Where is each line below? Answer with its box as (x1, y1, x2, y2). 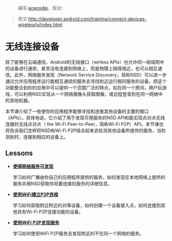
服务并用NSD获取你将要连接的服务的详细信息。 (12, 180, 113, 186)
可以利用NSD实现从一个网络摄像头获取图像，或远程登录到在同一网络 (14, 91, 159, 97)
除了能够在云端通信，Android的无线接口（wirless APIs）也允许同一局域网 (5, 59, 160, 65)
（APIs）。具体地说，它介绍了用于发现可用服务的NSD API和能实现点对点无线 (5, 115, 165, 121)
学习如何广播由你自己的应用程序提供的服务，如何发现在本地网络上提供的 (12, 174, 165, 180)
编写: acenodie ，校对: (17, 5, 63, 11)
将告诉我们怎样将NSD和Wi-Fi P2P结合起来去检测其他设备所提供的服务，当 (5, 127, 162, 134)
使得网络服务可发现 (12, 163, 54, 169)
